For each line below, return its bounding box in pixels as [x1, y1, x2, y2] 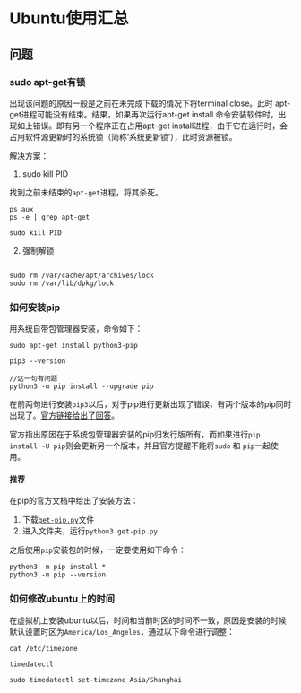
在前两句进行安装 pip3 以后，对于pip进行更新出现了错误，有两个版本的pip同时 [9, 399, 292, 410]
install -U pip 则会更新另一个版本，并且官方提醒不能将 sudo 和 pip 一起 [9, 440, 271, 451]
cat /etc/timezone [9, 644, 78, 653]
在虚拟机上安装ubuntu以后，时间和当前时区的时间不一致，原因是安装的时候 [9, 615, 287, 626]
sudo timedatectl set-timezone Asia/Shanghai [9, 675, 182, 684]
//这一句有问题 [9, 374, 58, 384]
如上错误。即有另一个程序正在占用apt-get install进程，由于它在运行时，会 [16, 120, 288, 131]
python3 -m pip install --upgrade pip [9, 382, 154, 391]
